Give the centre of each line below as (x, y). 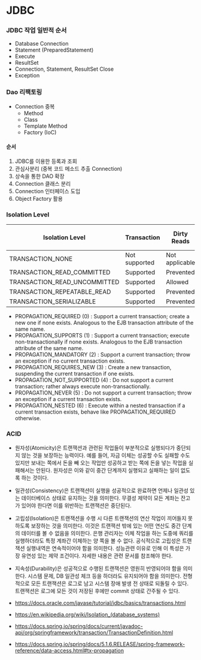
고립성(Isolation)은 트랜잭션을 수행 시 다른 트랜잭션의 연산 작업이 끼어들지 (100, 518)
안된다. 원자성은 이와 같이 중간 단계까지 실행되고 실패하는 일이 (107, 470)
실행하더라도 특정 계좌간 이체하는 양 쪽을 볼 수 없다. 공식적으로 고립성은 (98, 541)
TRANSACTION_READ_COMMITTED (60, 272)
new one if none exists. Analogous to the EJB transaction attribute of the (104, 323)
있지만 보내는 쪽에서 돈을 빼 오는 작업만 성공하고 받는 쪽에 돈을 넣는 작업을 (101, 463)
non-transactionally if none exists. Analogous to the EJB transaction (98, 342)
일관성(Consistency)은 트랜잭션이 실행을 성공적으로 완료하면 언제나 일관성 (101, 490)
